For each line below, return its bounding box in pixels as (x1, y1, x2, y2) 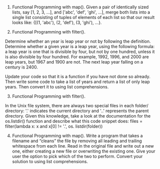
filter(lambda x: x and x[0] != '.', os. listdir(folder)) (5, 123, 103, 129)
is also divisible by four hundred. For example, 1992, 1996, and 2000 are (5, 54, 149, 60)
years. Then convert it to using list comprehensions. (5, 84, 109, 89)
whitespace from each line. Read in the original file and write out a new (12, 143, 154, 149)
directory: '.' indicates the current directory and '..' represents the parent (5, 108, 149, 114)
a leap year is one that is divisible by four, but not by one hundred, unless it (5, 49, 155, 54)
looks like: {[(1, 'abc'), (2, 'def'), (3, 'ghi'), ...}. (12, 19, 102, 25)
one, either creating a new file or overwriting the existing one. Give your (12, 148, 156, 154)
